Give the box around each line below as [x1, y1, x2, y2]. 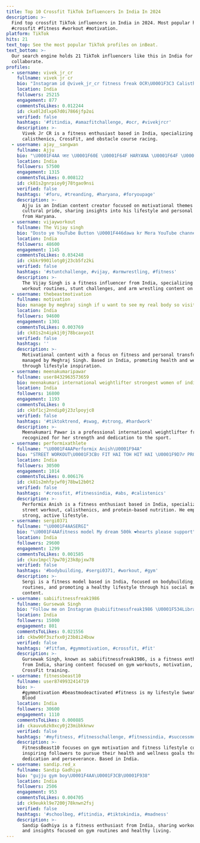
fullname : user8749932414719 [17, 678, 89, 685]
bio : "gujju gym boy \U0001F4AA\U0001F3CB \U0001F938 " [17, 772, 151, 779]
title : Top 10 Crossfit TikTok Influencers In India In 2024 [6, 8, 161, 15]
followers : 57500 [17, 164, 60, 170]
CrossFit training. [21, 667, 70, 673]
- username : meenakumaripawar [11, 369, 86, 374]
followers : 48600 [17, 241, 60, 247]
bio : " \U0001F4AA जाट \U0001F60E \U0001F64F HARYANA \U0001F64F [17, 152, 179, 158]
